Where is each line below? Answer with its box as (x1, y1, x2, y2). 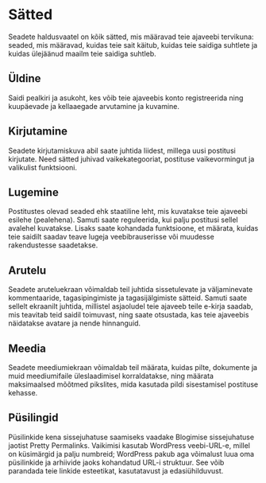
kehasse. (8, 388, 38, 397)
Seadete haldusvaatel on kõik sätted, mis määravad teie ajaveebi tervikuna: (8, 32, 254, 41)
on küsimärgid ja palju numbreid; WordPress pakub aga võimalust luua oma (8, 449, 255, 458)
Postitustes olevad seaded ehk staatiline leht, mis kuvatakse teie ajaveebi (8, 207, 248, 216)
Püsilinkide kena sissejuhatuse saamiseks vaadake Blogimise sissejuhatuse (8, 432, 255, 442)
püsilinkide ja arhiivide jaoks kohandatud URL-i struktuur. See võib (8, 458, 225, 467)
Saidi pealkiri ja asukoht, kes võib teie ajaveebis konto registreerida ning (8, 93, 244, 103)
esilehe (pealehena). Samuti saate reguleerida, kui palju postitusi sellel (8, 215, 238, 224)
